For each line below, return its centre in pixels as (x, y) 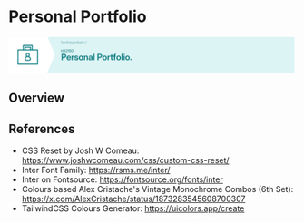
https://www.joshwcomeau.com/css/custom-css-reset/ (125, 160)
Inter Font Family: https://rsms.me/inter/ (96, 170)
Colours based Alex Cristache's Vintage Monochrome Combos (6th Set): (157, 189)
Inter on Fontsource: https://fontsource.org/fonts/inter (122, 179)
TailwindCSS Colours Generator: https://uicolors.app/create (133, 208)
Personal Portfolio (78, 17)
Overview (37, 98)
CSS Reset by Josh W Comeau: (80, 150)
